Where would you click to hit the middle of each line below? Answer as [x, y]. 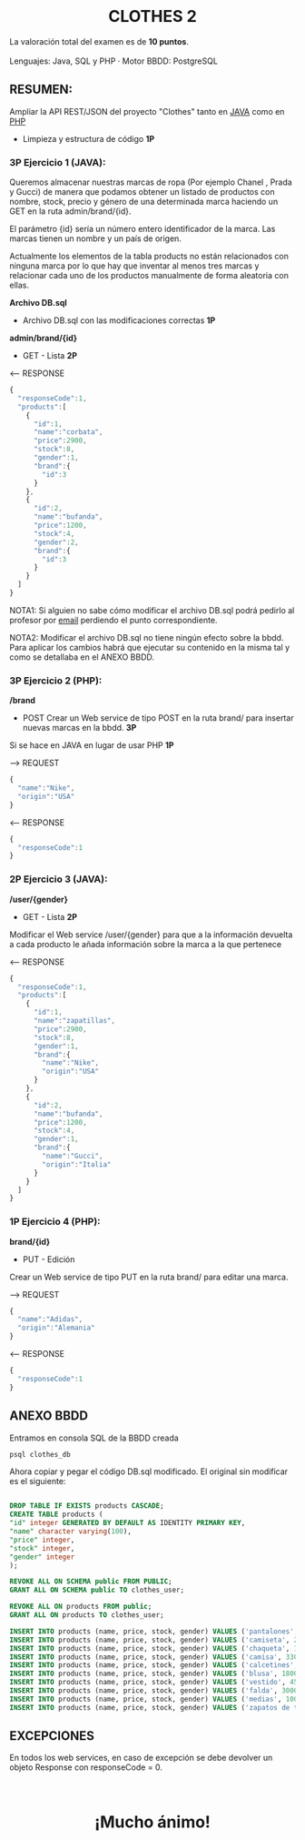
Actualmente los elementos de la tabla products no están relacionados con [149, 257]
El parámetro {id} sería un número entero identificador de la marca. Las [143, 229]
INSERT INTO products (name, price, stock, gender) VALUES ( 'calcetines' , [154, 1665]
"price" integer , [42, 1540]
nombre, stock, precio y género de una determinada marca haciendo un [144, 202]
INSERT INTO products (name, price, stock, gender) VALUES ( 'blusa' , [144, 1674]
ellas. [20, 285]
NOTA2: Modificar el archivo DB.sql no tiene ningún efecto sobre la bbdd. [147, 637]
